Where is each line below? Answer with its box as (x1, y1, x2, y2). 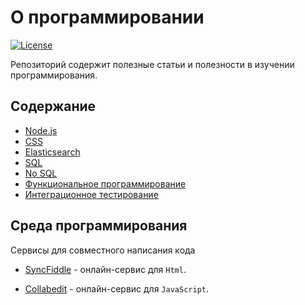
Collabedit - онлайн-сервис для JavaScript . (24, 282, 209, 295)
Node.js (24, 124, 58, 136)
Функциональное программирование (24, 177, 187, 190)
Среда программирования (10, 217, 188, 235)
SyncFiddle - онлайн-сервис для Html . (24, 263, 187, 275)
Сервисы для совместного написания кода (10, 244, 196, 256)
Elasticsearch (24, 146, 81, 158)
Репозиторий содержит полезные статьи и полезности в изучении (10, 58, 295, 70)
